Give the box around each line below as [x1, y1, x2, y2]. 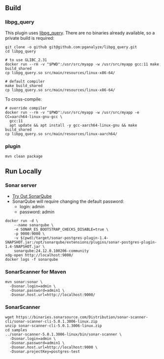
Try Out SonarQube [12, 193, 52, 199]
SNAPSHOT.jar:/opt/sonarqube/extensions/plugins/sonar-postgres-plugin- [5, 240, 157, 245]
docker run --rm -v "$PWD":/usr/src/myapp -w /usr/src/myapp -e [5, 110, 139, 115]
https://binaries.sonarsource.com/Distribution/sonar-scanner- [16, 315, 148, 320]
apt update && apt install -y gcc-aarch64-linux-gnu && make [9, 123, 137, 128]
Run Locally [5, 167, 42, 176]
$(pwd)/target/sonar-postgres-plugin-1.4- [20, 235, 109, 240]
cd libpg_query [5, 49, 36, 54]
